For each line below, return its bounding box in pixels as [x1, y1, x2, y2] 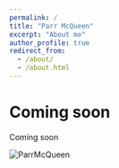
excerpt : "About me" [9, 30, 87, 39]
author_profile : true [9, 38, 90, 48]
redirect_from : [9, 47, 66, 56]
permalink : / [9, 13, 58, 22]
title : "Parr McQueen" [9, 22, 94, 31]
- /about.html [17, 64, 70, 73]
